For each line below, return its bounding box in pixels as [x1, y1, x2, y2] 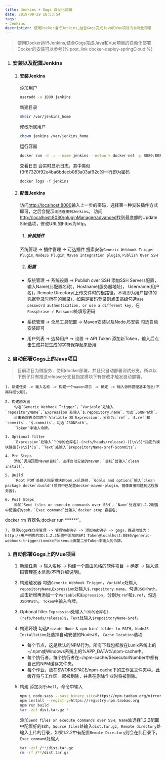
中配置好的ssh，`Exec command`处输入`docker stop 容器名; [5, 508, 118, 513]
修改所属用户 [19, 124, 46, 129]
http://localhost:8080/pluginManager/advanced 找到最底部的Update [19, 214, 158, 220]
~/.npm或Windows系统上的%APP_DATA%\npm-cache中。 [27, 649, 146, 654]
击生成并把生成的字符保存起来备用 [27, 341, 97, 347]
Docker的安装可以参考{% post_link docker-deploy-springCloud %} [17, 46, 153, 52]
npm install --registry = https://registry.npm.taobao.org [19, 698, 140, 704]
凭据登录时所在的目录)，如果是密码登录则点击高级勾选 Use [27, 296, 144, 302]
